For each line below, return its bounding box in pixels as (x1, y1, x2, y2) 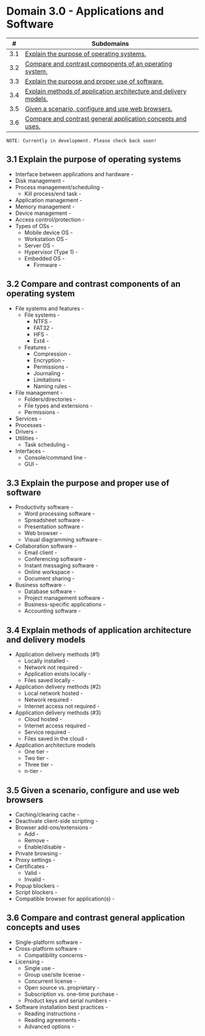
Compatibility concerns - (24, 951, 87, 959)
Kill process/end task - (24, 190, 82, 197)
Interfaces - (15, 447, 45, 455)
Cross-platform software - (15, 944, 81, 952)
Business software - (15, 581, 66, 589)
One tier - (24, 748, 49, 755)
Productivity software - (15, 503, 74, 511)
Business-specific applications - (24, 601, 106, 608)
